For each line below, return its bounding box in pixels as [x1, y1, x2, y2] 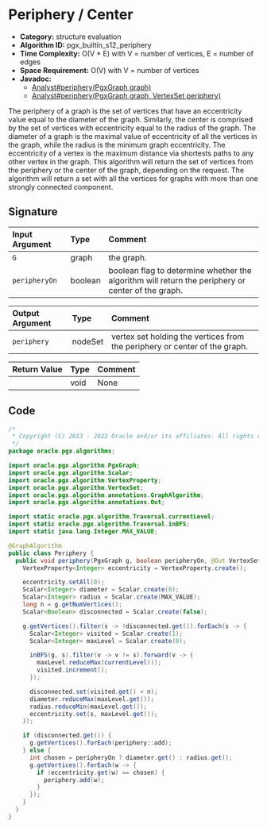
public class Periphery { [8, 549, 94, 557]
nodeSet [72, 336, 104, 347]
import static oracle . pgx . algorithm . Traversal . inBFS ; [8, 520, 191, 529]
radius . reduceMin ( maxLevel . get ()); [29, 703, 148, 711]
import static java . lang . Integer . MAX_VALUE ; [8, 528, 158, 536]
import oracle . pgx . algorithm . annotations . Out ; [8, 499, 165, 506]
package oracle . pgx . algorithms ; [8, 447, 115, 456]
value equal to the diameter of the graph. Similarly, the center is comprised [8, 114, 253, 124]
